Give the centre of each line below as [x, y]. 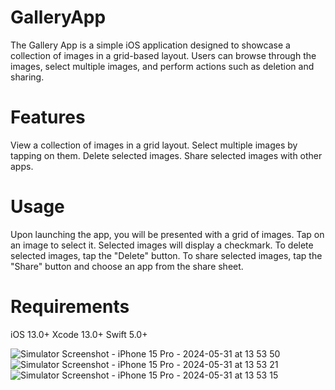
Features [48, 117]
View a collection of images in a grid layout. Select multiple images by [154, 145]
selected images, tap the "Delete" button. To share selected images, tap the [166, 255]
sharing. [27, 77]
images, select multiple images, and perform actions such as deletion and [162, 66]
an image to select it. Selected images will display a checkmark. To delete [162, 245]
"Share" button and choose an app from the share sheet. [127, 266]
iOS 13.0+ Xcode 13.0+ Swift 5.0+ [79, 334]
